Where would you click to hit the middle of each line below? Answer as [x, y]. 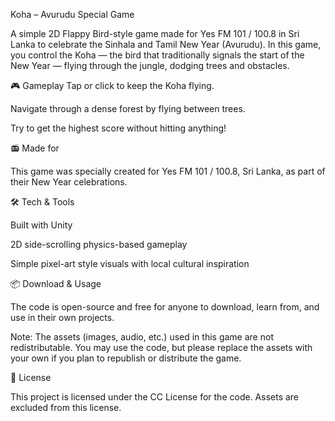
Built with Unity [41, 225]
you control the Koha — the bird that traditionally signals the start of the [157, 55]
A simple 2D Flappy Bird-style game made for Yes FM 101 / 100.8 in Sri [155, 33]
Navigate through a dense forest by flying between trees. [128, 108]
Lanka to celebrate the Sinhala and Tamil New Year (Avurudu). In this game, [166, 44]
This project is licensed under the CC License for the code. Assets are [155, 397]
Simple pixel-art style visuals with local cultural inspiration [130, 263]
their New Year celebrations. [69, 182]
